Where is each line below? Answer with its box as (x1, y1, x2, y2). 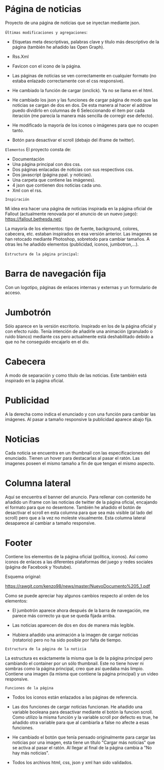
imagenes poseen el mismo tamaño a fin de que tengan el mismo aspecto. (5, 460, 155, 466)
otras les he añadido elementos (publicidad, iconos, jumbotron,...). (5, 241, 139, 247)
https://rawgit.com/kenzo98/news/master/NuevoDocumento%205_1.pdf (5, 583, 150, 589)
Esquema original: (5, 574, 42, 579)
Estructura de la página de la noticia (5, 646, 87, 651)
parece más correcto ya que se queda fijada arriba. (12, 612, 116, 618)
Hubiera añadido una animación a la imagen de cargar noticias (12, 632, 139, 638)
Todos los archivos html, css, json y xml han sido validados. (12, 759, 133, 765)
